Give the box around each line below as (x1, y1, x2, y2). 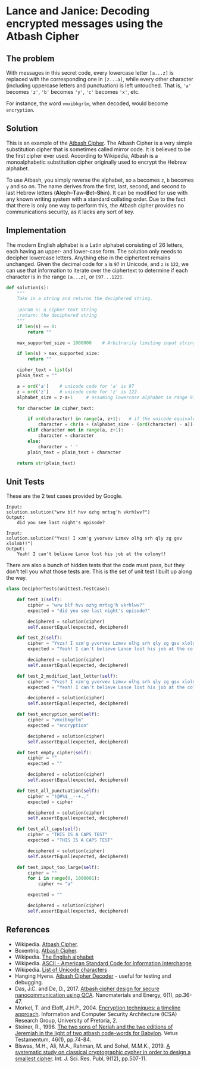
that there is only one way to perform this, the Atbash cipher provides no (6, 201, 185, 209)
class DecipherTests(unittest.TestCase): (6, 586, 111, 592)
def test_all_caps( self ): (17, 826, 82, 832)
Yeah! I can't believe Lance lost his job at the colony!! (17, 551, 167, 557)
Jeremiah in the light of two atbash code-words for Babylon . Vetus (14, 1029, 179, 1036)
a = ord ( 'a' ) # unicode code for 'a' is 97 (17, 383, 135, 389)
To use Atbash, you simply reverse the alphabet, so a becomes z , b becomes (6, 176, 194, 183)
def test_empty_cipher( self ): (17, 749, 92, 755)
